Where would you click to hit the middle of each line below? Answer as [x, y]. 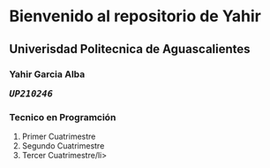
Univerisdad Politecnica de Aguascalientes [130, 49]
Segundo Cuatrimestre [63, 146]
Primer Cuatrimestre [59, 137]
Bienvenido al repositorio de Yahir [135, 16]
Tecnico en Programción [63, 117]
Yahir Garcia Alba [47, 74]
